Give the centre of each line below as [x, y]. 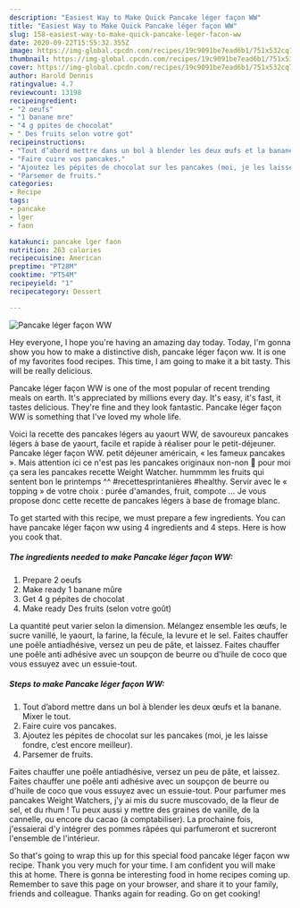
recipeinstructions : [48, 142]
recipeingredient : [43, 101]
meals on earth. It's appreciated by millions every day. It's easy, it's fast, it [145, 397]
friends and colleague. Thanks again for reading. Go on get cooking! [135, 893]
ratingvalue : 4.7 [42, 84]
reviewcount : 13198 [46, 92]
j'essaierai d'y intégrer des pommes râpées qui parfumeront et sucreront [143, 828]
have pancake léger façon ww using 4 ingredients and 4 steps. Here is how [148, 527]
